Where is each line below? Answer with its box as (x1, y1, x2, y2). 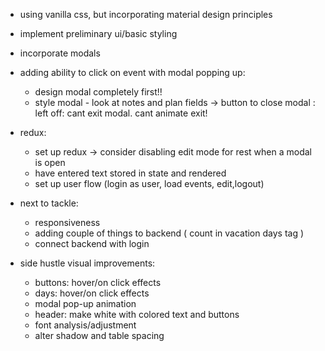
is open (34, 157, 66, 168)
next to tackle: (19, 197, 79, 209)
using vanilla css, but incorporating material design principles (19, 9, 273, 20)
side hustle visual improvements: (19, 257, 156, 269)
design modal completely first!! (34, 86, 163, 98)
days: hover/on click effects (34, 287, 150, 299)
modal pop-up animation (34, 298, 137, 309)
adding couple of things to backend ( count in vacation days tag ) (34, 227, 305, 239)
